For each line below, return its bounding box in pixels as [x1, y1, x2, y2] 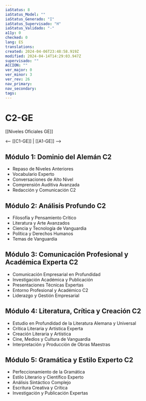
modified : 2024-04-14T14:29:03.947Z [5, 53, 81, 59]
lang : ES [5, 40, 23, 45]
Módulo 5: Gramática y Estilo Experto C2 [5, 356, 134, 364]
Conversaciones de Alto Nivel [12, 176, 74, 182]
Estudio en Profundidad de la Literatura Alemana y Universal [12, 320, 136, 326]
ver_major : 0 [5, 68, 32, 73]
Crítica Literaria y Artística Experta [12, 325, 83, 331]
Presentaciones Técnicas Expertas [12, 282, 84, 288]
